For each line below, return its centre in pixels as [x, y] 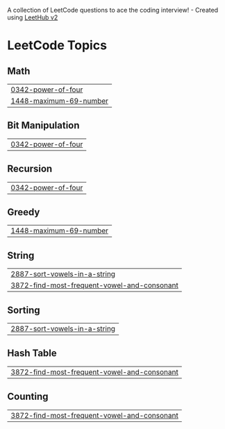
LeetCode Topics [57, 45]
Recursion [30, 169]
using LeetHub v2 [33, 17]
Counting [28, 397]
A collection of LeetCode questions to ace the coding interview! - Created [113, 10]
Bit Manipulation [43, 125]
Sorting [24, 310]
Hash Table [32, 353]
